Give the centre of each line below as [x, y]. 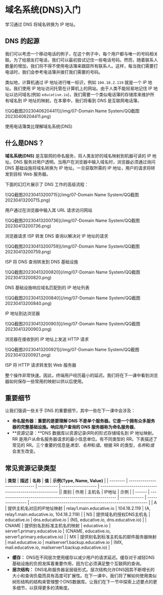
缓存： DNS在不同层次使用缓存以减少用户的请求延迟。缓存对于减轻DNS [83, 558]
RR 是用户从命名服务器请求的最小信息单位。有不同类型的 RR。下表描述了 [85, 439]
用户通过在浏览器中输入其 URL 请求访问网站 [49, 210]
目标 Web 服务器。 [32, 174]
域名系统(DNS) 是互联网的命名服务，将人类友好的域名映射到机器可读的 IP [78, 155]
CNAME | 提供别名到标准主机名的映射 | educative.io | [58, 526]
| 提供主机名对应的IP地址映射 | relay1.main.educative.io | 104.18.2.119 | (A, [78, 509]
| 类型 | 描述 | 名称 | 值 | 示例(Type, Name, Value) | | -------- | [66, 481]
